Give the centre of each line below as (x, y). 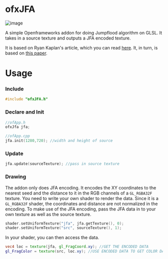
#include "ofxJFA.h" (27, 99)
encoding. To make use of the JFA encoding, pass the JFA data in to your (80, 209)
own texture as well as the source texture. (48, 214)
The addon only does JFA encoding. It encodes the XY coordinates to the (81, 187)
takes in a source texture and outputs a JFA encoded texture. (68, 38)
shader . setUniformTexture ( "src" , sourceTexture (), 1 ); (63, 228)
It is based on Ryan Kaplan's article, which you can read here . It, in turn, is (81, 47)
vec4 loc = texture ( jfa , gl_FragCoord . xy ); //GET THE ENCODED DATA (77, 247)
